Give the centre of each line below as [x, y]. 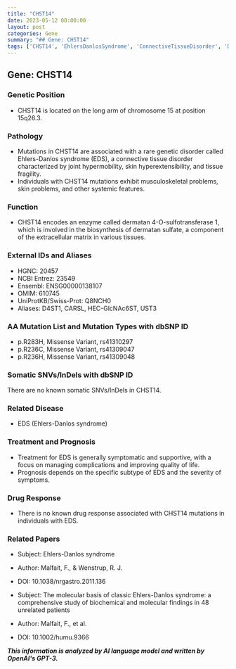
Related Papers [34, 539]
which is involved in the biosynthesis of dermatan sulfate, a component [120, 230]
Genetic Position [36, 95]
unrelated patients [44, 610]
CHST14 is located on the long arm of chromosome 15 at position [111, 110]
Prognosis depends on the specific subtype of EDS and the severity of [119, 472]
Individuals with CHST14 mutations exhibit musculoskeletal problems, [118, 181]
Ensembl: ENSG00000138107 [60, 286]
